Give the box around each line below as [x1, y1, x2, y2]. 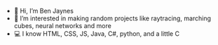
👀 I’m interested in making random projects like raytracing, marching [13, 14, 212, 22]
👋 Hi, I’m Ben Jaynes [13, 7, 74, 15]
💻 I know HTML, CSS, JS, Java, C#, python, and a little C [13, 30, 180, 38]
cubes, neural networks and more [13, 22, 112, 30]
